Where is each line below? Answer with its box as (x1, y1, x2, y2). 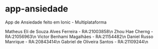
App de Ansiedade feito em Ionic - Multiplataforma (5, 19, 107, 25)
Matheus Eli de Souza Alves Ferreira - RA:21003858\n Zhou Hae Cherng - (5, 28, 154, 34)
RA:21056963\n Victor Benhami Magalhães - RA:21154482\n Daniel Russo (5, 34, 154, 39)
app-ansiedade (5, 3, 68, 14)
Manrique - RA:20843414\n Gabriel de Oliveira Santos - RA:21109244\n (5, 38, 149, 44)
